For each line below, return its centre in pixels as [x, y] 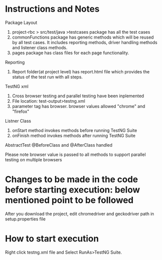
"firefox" [21, 111]
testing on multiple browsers [34, 159]
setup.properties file [25, 219]
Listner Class [18, 121]
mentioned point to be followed [69, 200]
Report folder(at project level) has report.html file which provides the [81, 71]
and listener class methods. [40, 47]
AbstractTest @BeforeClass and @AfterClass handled [59, 145]
